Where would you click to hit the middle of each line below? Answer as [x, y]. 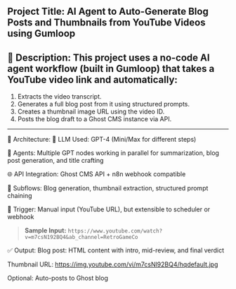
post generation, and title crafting [55, 161]
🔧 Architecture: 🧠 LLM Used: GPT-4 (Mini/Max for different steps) [102, 140]
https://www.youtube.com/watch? [115, 231]
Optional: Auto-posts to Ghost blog [58, 278]
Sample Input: [45, 230]
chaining [20, 196]
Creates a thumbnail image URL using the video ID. [91, 111]
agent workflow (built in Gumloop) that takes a [111, 69]
